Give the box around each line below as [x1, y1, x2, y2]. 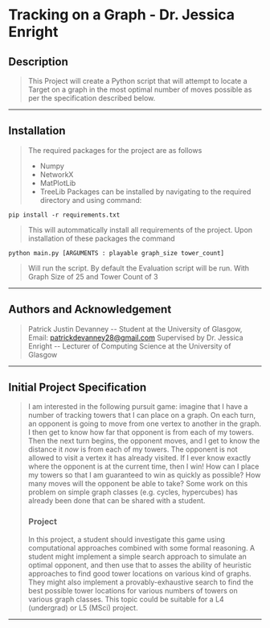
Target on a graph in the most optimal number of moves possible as [27, 85, 252, 94]
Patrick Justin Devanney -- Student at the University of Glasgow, [27, 324, 243, 333]
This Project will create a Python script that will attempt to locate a [27, 76, 247, 85]
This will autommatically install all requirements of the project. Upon [27, 225, 253, 234]
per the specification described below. [27, 93, 156, 102]
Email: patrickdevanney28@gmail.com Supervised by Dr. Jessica [27, 333, 243, 342]
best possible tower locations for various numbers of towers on [27, 585, 239, 595]
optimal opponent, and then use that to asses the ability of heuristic [27, 560, 252, 569]
